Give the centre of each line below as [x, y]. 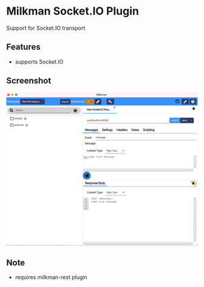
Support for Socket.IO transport [46, 28]
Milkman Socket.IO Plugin [73, 11]
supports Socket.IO [39, 61]
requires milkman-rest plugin [51, 277]
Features [23, 47]
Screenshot [29, 81]
